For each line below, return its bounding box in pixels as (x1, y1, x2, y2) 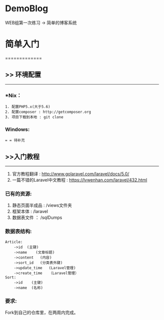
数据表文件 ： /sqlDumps (12, 214, 62, 220)
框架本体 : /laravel (12, 209, 48, 214)
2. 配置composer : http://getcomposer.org (5, 109, 91, 114)
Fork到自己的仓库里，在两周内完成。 (5, 309, 79, 315)
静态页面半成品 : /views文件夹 (12, 202, 72, 208)
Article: (5, 239, 23, 244)
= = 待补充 (5, 138, 25, 143)
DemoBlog (5, 3, 48, 14)
